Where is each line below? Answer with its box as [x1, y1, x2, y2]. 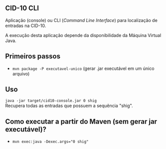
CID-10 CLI [5, 4, 39, 12]
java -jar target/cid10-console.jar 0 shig [5, 98, 97, 103]
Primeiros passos [5, 52, 61, 60]
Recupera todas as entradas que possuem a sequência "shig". [5, 102, 133, 109]
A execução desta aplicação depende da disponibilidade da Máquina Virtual [5, 32, 162, 38]
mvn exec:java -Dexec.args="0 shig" [12, 139, 89, 144]
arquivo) [12, 70, 30, 76]
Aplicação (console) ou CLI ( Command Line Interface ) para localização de [5, 17, 158, 23]
